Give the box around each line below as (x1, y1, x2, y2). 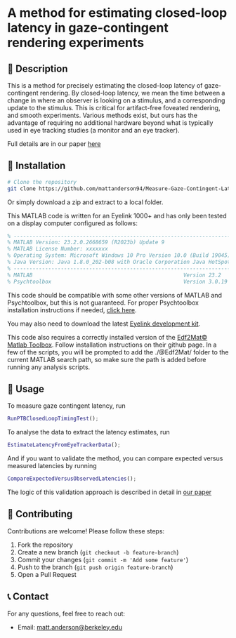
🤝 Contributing (7, 508, 73, 520)
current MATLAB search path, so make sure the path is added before (7, 355, 206, 364)
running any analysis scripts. (7, 363, 91, 371)
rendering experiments (7, 35, 145, 51)
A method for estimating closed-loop (7, 5, 228, 21)
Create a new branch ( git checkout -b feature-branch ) (17, 547, 179, 556)
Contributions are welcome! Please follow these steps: (7, 526, 165, 535)
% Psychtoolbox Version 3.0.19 (7, 278, 228, 285)
